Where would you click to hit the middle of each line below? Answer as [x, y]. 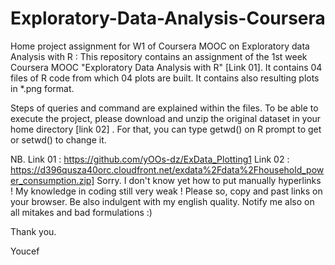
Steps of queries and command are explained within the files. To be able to [164, 108]
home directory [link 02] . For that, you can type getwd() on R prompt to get [166, 129]
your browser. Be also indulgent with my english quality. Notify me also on [162, 201]
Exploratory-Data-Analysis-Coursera [168, 18]
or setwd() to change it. [58, 139]
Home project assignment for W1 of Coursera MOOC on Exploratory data [160, 46]
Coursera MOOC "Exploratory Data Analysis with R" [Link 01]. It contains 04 [166, 67]
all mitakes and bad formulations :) [81, 212]
